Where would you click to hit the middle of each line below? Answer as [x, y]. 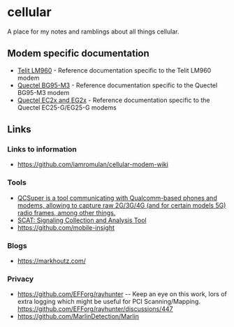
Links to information [42, 150]
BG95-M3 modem [43, 92]
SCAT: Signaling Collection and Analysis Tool [82, 220]
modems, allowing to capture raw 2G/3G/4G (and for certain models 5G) [122, 205]
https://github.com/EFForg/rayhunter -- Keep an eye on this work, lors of [122, 294]
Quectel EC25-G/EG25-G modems [67, 107]
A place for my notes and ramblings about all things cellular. [93, 31]
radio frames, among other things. [66, 212]
